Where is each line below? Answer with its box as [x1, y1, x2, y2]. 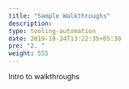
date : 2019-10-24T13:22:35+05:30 [8, 34, 122, 43]
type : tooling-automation [8, 27, 96, 35]
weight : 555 [8, 49, 49, 57]
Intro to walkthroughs [8, 72, 80, 81]
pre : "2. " [8, 42, 45, 50]
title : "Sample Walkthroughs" [8, 11, 111, 20]
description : [8, 19, 53, 28]
